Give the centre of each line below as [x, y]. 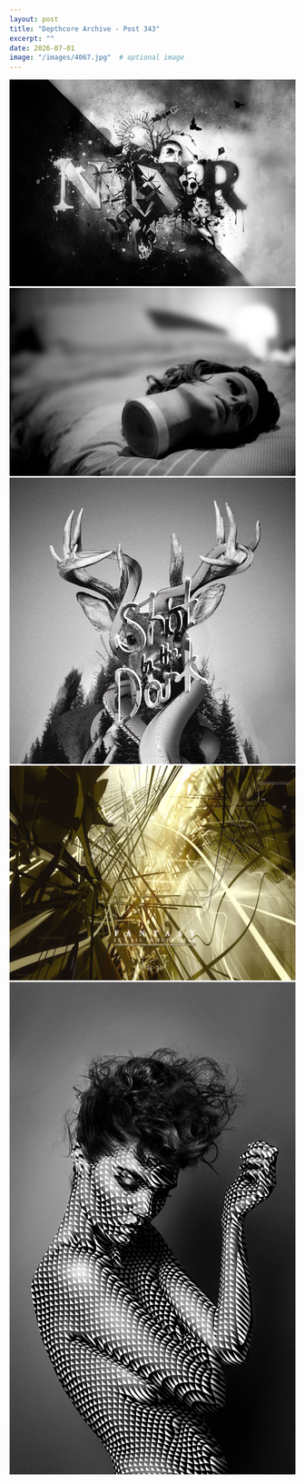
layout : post [34, 19]
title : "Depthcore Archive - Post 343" [85, 29]
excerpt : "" [32, 38]
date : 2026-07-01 [42, 48]
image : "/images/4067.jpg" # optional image [97, 58]
